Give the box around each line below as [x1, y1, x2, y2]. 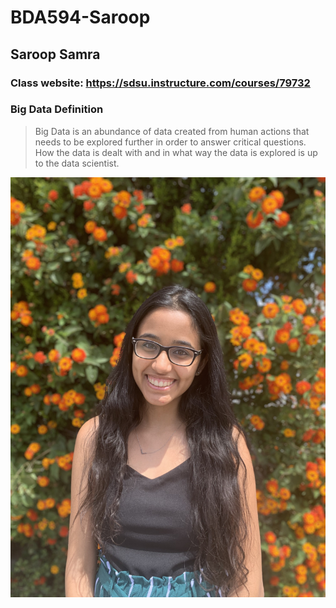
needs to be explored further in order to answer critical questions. [34, 136, 307, 148]
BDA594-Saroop [10, 6, 151, 29]
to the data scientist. [34, 157, 120, 169]
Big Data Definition [10, 102, 104, 116]
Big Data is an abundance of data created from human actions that [34, 125, 310, 137]
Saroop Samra [10, 46, 101, 63]
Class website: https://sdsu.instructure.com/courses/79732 [10, 76, 311, 90]
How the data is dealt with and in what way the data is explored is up [34, 146, 318, 158]
